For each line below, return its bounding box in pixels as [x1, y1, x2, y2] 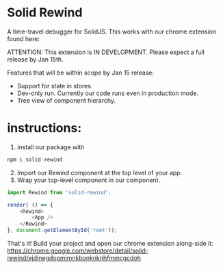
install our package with [16, 142, 85, 151]
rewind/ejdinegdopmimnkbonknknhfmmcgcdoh [7, 254, 142, 261]
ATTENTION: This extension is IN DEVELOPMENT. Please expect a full [7, 48, 205, 56]
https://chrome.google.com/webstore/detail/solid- [7, 246, 148, 255]
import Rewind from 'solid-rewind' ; [7, 189, 112, 196]
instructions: [7, 120, 82, 136]
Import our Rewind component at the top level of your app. [16, 168, 183, 177]
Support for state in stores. [16, 81, 93, 90]
